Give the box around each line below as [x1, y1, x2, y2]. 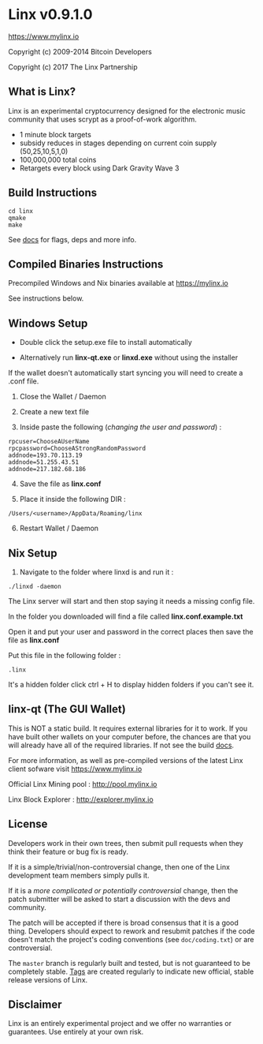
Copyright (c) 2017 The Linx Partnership [8, 62, 138, 72]
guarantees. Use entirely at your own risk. [8, 1027, 144, 1037]
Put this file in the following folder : [8, 651, 121, 660]
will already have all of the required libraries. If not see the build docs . [8, 740, 235, 750]
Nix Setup [8, 546, 57, 559]
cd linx [8, 207, 34, 215]
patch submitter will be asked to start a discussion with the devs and [8, 894, 231, 904]
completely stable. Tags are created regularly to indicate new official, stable [8, 967, 254, 976]
